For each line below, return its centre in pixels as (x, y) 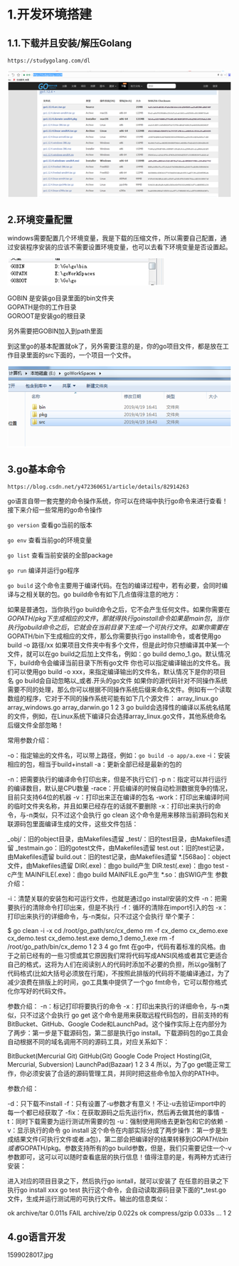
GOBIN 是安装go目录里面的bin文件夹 (61, 298)
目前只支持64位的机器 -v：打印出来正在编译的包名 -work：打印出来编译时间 (118, 797)
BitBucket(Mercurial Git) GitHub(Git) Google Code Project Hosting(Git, (110, 1056)
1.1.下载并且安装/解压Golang (70, 43)
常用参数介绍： (29, 740)
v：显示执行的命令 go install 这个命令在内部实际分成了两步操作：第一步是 (115, 1130)
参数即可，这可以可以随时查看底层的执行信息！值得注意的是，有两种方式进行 (119, 1157)
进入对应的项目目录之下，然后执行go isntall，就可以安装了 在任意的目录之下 (118, 1181)
